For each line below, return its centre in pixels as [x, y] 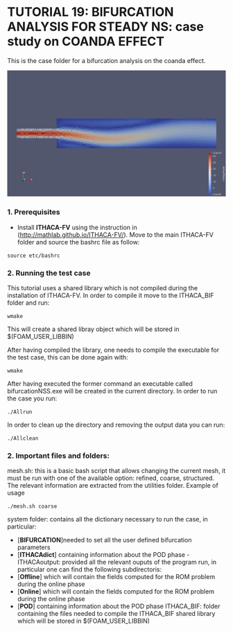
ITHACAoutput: [39, 562]
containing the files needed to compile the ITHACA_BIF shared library [116, 614]
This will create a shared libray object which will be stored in [93, 329]
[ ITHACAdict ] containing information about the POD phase [101, 555]
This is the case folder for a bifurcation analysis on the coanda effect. [106, 60]
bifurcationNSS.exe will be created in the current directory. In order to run [112, 391]
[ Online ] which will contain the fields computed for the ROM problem [116, 592]
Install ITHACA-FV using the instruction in [77, 227]
